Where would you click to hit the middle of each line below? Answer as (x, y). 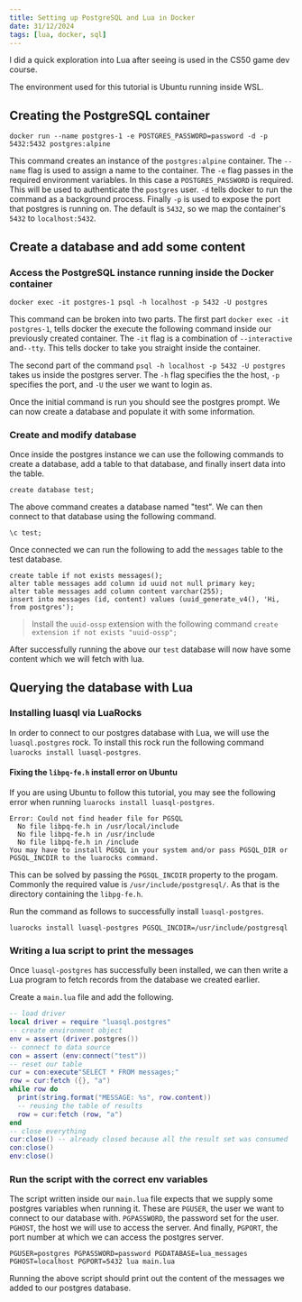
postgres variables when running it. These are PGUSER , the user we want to (147, 1208)
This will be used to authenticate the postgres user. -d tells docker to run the (151, 189)
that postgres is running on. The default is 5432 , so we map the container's (147, 209)
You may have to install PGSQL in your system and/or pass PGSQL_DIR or (149, 850)
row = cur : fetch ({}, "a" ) (60, 1081)
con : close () (32, 1148)
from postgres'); (42, 608)
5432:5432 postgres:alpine (60, 144)
